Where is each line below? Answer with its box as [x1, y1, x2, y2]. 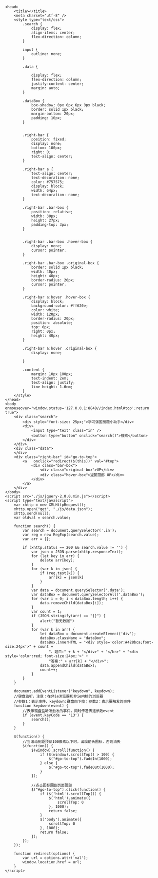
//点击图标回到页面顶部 [31, 783, 72, 788]
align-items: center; [31, 30, 76, 35]
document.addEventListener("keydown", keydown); [14, 689, 115, 694]
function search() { [14, 524, 56, 529]
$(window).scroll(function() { [31, 748, 95, 753]
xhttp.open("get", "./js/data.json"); [14, 507, 93, 512]
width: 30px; [31, 214, 58, 219]
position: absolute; [31, 320, 73, 325]
